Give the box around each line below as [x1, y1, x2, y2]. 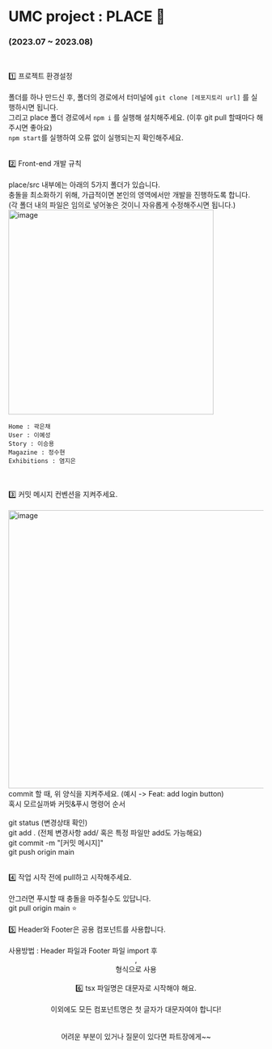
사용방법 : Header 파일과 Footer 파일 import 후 [8, 946, 158, 956]
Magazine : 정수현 [8, 448, 66, 457]
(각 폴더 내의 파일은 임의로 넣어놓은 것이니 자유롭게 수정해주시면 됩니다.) [8, 200, 236, 210]
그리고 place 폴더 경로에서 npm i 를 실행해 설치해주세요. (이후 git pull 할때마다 [8, 113, 255, 122]
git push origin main [8, 847, 75, 857]
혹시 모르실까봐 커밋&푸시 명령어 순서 [8, 799, 125, 809]
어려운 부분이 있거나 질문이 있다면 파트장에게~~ [61, 1032, 211, 1042]
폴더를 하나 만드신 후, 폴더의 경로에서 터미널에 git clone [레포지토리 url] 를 [8, 92, 249, 102]
